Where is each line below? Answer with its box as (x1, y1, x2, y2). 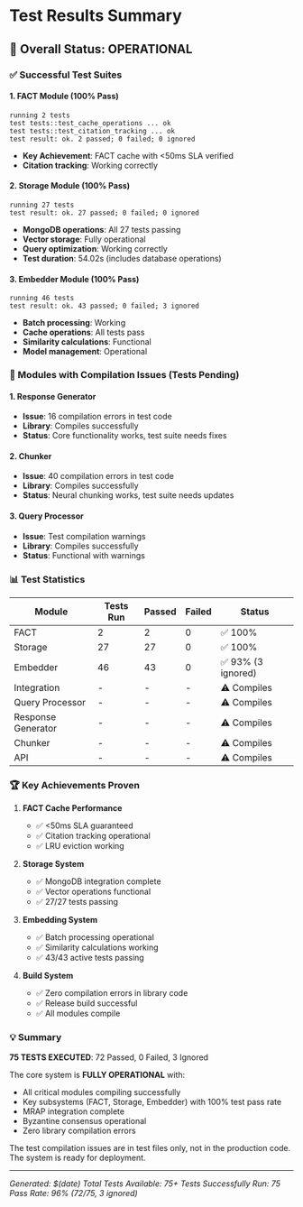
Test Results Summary (9, 5, 182, 26)
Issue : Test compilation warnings (22, 530, 146, 541)
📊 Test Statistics (9, 573, 86, 585)
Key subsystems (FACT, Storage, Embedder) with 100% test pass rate (22, 1096, 282, 1107)
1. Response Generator (9, 391, 96, 401)
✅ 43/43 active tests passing (35, 953, 144, 963)
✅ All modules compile (35, 1008, 121, 1019)
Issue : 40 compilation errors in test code (22, 471, 174, 482)
